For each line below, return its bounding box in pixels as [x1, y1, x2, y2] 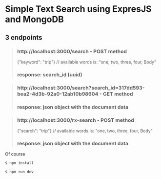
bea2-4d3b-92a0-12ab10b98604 [17, 90, 99, 97]
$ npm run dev [5, 170, 34, 175]
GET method [102, 90, 133, 97]
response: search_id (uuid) [17, 71, 82, 78]
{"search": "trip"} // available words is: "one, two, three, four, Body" [17, 128, 153, 134]
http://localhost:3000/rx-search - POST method [17, 116, 134, 123]
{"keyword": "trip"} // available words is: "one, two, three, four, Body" [17, 59, 157, 65]
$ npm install [5, 160, 34, 166]
